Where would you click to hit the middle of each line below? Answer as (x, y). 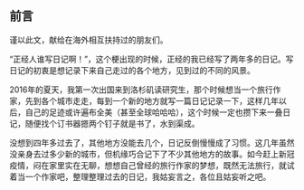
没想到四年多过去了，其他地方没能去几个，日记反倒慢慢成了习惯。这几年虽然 (152, 142)
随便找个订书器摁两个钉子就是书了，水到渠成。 (112, 123)
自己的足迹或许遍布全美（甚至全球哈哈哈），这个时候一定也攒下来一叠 (154, 112)
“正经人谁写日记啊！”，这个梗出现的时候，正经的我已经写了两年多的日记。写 (152, 59)
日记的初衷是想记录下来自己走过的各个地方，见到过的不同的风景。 (132, 70)
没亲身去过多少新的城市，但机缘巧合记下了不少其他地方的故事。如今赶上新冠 (152, 154)
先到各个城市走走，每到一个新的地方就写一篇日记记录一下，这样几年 (152, 100)
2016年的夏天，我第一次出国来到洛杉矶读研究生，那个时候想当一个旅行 (141, 90)
